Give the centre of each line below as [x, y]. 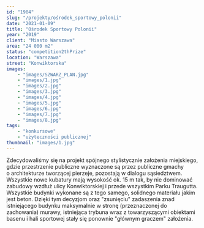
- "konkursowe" [37, 131]
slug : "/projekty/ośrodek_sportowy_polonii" [64, 18]
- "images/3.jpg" [40, 92]
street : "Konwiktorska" [37, 63]
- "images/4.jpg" [40, 97]
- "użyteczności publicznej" [55, 137]
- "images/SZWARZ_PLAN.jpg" [53, 75]
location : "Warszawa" [34, 57]
